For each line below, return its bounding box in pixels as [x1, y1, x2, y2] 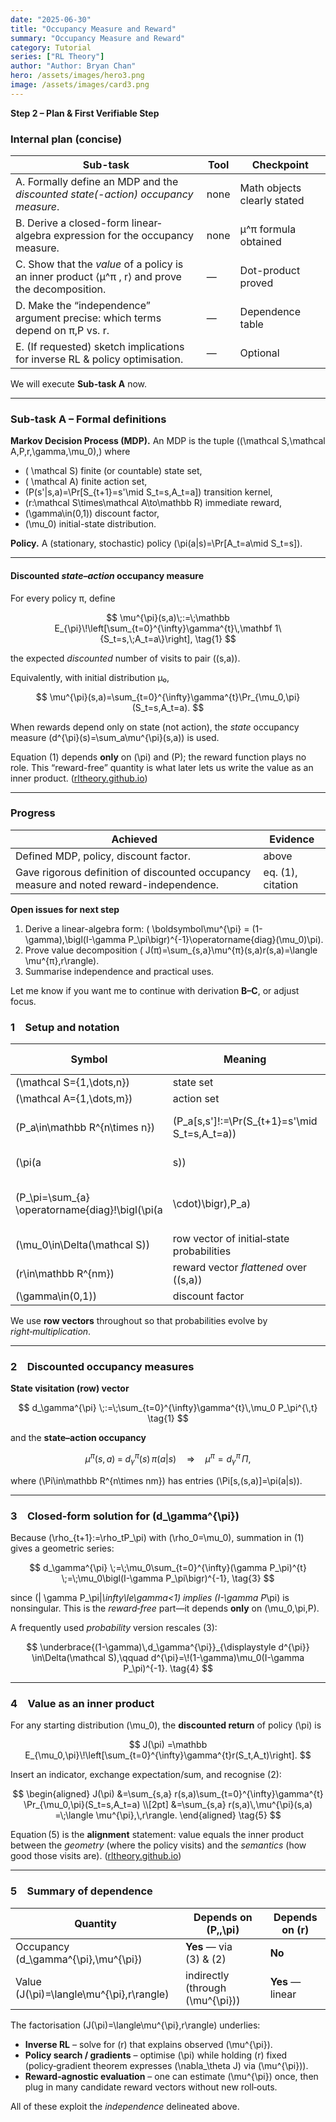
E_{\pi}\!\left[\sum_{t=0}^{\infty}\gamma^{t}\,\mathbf [54, 622, 273, 634]
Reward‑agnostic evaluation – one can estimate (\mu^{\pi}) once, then [24, 2070, 319, 2082]
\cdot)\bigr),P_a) [172, 1197, 252, 1211]
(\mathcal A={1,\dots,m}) [15, 1092, 133, 1106]
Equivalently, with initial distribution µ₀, [10, 671, 170, 683]
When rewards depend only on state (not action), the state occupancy [10, 721, 300, 733]
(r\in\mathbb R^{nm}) [15, 1267, 115, 1281]
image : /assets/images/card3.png [10, 80, 150, 90]
